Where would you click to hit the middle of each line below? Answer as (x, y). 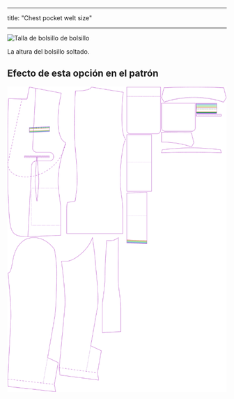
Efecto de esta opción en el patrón (83, 74)
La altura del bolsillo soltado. (48, 52)
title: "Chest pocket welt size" (50, 18)
